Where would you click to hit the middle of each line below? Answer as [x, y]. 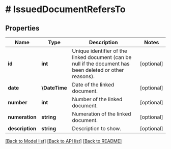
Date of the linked [93, 85]
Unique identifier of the [99, 51]
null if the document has [101, 64]
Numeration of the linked [102, 114]
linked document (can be [102, 57]
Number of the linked [97, 99]
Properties [22, 28]
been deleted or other [98, 70]
